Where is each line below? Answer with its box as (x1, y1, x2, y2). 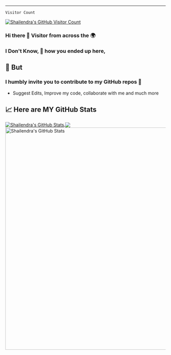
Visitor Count (5, 10, 36, 15)
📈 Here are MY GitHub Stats (5, 105, 97, 114)
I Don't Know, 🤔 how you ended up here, (5, 47, 106, 54)
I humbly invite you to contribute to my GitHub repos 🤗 (5, 78, 142, 85)
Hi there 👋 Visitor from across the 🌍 (5, 31, 96, 39)
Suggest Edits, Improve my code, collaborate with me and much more (12, 90, 159, 96)
